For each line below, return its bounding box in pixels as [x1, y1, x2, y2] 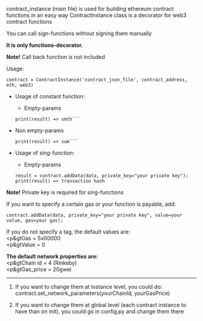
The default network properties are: [6, 253, 98, 260]
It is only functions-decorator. [6, 42, 83, 49]
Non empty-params [14, 127, 64, 134]
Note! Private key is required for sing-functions [6, 189, 124, 196]
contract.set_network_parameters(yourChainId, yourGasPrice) [14, 289, 170, 297]
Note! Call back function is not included [6, 53, 106, 60]
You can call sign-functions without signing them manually [6, 30, 152, 37]
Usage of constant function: [14, 93, 85, 100]
